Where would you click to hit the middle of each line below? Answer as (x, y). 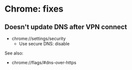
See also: (14, 53)
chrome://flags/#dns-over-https (44, 62)
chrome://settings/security (39, 38)
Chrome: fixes (34, 9)
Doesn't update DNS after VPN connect (66, 27)
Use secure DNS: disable (44, 44)
